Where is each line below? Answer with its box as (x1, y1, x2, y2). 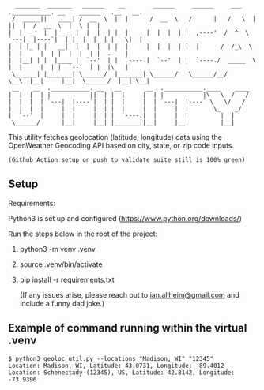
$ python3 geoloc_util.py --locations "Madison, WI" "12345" (8, 354, 214, 362)
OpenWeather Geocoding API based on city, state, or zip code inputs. (8, 141, 235, 150)
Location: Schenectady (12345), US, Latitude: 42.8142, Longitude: (8, 369, 236, 377)
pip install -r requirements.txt (19, 275, 115, 284)
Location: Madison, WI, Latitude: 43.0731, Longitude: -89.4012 (8, 362, 224, 369)
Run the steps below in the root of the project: (8, 229, 158, 238)
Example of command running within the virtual (8, 321, 247, 335)
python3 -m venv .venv (19, 244, 96, 253)
